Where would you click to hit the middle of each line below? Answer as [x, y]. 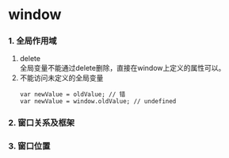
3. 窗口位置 [29, 146]
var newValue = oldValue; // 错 [73, 94]
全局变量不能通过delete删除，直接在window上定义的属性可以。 [122, 68]
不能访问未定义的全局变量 [61, 78]
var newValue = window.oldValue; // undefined [98, 102]
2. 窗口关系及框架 [42, 123]
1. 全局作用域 [32, 41]
